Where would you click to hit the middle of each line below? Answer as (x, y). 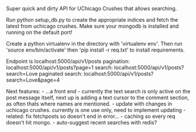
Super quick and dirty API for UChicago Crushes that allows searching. (92, 9)
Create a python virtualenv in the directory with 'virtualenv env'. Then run (94, 44)
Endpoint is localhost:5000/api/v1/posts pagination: (68, 61)
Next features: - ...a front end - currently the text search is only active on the (98, 91)
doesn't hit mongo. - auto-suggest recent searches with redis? (82, 122)
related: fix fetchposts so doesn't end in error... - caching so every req (91, 116)
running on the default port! (39, 32)
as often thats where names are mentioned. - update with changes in (89, 104)
